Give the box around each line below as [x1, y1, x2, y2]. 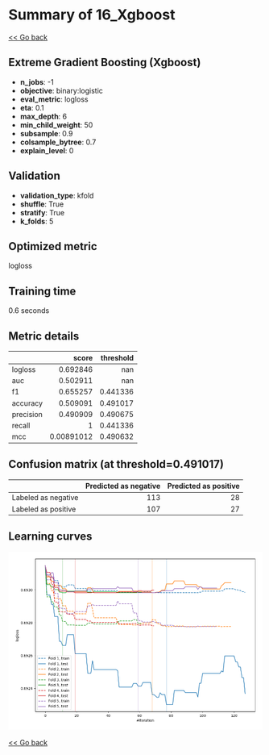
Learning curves [8, 530, 93, 544]
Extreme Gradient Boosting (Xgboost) [8, 56, 201, 69]
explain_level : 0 [19, 145, 74, 155]
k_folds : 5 [19, 216, 54, 226]
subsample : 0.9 [19, 128, 73, 138]
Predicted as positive [167, 482, 240, 491]
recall [11, 421, 31, 430]
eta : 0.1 [19, 102, 44, 112]
